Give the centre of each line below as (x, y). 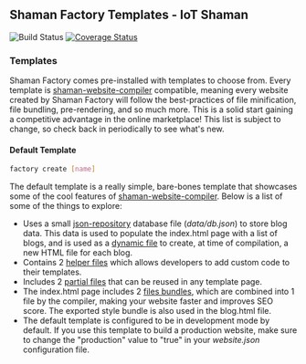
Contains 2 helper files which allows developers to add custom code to (156, 263)
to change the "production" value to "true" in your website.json (141, 340)
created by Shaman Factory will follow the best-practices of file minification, (153, 100)
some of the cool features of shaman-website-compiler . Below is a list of (146, 196)
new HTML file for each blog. (78, 253)
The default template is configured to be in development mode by (146, 321)
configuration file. (56, 349)
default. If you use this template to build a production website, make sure (160, 330)
